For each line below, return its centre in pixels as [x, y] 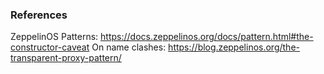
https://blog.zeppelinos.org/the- [234, 47]
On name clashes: [129, 47]
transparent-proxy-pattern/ [66, 58]
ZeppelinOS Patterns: [54, 37]
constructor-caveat [50, 47]
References [39, 15]
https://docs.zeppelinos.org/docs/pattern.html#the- [207, 37]
